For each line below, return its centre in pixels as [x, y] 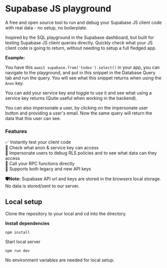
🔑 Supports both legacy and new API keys [48, 169]
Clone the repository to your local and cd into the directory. [66, 214]
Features [16, 131]
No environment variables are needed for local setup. [60, 260]
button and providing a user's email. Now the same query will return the [79, 113]
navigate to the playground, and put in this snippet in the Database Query [80, 72]
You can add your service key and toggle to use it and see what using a [79, 93]
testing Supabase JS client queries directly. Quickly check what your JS [79, 42]
